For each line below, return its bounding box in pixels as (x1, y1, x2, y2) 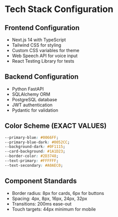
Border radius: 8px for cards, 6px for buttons (11, 190, 104, 196)
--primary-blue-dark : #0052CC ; (4, 139, 70, 145)
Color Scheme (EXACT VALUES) (4, 122, 107, 130)
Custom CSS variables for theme (11, 48, 79, 53)
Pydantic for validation (11, 107, 58, 113)
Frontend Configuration (4, 24, 80, 32)
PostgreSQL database (11, 96, 57, 102)
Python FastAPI (11, 86, 44, 92)
